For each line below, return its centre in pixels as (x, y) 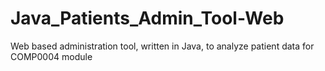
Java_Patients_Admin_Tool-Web (147, 18)
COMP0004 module (51, 56)
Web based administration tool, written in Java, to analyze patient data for (162, 46)
